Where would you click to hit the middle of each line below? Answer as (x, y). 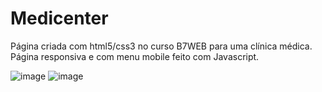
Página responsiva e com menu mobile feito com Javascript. (135, 56)
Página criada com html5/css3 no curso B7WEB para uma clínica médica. (161, 46)
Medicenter (59, 18)
